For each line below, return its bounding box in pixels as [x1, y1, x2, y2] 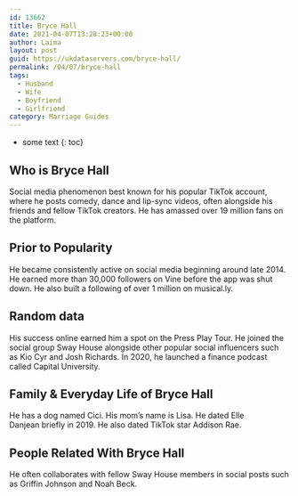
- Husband [17, 79, 53, 88]
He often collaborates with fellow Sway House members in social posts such [9, 469, 289, 480]
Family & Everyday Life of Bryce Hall [9, 386, 213, 402]
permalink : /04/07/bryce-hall [9, 63, 122, 72]
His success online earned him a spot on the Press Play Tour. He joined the [9, 332, 285, 343]
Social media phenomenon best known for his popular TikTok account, [9, 186, 268, 197]
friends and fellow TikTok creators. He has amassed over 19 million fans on [9, 205, 284, 215]
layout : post [9, 46, 58, 55]
